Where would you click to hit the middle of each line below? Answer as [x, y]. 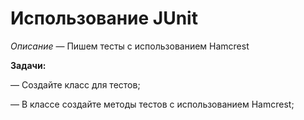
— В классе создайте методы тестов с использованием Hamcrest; [152, 104]
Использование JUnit [104, 18]
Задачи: [28, 65]
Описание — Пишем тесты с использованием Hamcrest [130, 46]
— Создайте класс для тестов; [75, 84]
